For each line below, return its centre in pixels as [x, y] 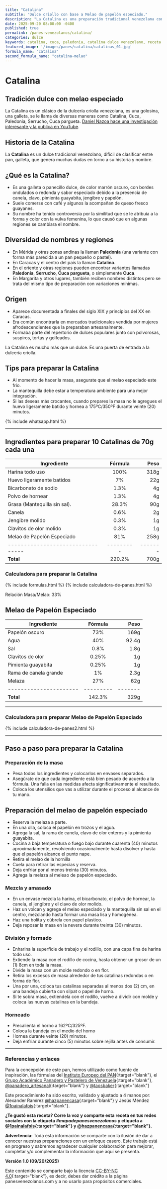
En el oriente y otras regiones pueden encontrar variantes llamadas [81, 268]
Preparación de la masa [34, 763]
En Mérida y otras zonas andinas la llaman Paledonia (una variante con [85, 252]
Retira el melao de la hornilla [41, 859]
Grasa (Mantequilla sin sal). [40, 504]
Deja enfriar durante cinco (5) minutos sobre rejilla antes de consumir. [84, 1041]
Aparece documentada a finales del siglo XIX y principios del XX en [81, 311]
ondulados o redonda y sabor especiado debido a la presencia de [80, 193]
